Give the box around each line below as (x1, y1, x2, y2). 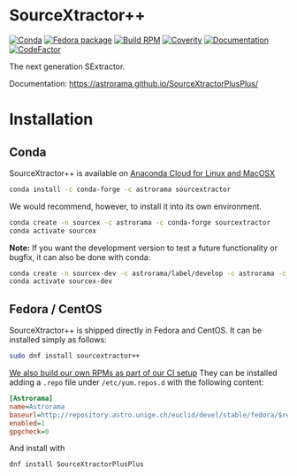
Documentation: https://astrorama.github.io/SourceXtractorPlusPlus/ (9, 78, 259, 88)
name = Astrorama (9, 402, 65, 411)
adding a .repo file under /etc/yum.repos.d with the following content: (9, 377, 264, 388)
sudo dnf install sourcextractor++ (9, 351, 141, 361)
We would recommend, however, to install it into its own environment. (9, 201, 263, 211)
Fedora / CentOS (9, 302, 103, 317)
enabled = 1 (9, 418, 46, 427)
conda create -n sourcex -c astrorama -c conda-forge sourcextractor (9, 218, 271, 226)
